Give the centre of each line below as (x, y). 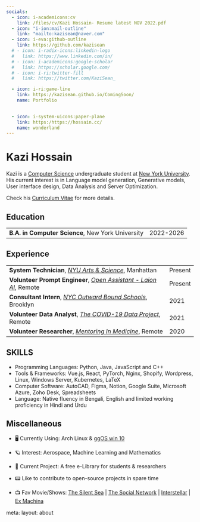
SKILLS (20, 353)
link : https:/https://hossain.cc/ (60, 122)
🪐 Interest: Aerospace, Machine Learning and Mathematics (88, 453)
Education (26, 217)
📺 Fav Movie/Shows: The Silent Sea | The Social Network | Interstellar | (102, 493)
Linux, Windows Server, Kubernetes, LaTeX (68, 379)
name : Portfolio (37, 100)
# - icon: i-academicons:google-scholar (62, 62)
